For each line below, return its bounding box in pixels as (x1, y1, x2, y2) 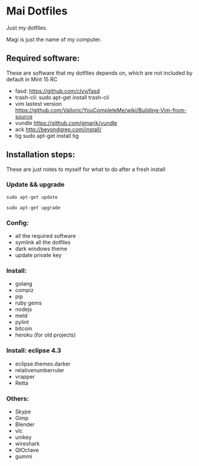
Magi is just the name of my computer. (6, 36, 102, 43)
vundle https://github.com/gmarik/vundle (14, 119, 118, 126)
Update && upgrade (6, 181, 65, 189)
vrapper (14, 373, 35, 380)
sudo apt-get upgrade (6, 205, 61, 211)
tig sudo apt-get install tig (14, 132, 80, 139)
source (14, 113, 33, 120)
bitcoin (14, 325, 33, 332)
